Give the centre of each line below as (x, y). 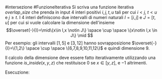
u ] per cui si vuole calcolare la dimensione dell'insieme (60, 22)
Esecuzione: (18, 72)
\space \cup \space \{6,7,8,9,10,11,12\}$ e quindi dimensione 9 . (88, 48)
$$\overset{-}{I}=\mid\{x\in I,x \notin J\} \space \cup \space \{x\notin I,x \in (82, 30)
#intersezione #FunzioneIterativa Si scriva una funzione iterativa (69, 7)
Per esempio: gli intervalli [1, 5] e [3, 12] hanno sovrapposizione (68, 43)
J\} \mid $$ (82, 35)
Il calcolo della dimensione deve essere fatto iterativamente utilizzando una (80, 58)
